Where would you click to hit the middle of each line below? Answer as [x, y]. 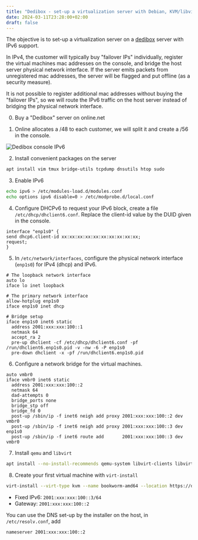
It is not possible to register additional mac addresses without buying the [94, 94]
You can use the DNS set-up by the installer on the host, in [77, 515]
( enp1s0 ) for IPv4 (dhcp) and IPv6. [56, 264]
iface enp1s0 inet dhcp [35, 306]
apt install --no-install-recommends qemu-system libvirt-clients [89, 464]
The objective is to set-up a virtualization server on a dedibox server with [95, 40]
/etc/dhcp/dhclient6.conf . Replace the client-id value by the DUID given [103, 214]
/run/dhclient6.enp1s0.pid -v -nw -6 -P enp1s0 [66, 348]
